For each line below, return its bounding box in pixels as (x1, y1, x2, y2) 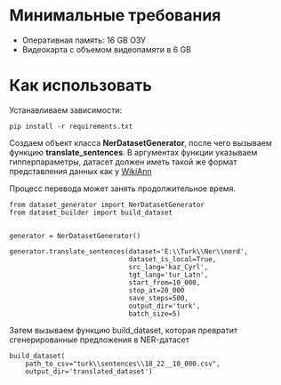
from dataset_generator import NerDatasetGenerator (9, 200, 205, 209)
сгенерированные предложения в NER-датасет (9, 334, 189, 345)
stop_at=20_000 (128, 285, 185, 294)
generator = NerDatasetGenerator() (9, 231, 141, 240)
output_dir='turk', (128, 301, 201, 310)
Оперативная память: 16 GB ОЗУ (21, 35, 147, 45)
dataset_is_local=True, (128, 254, 217, 263)
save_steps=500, (128, 293, 189, 302)
